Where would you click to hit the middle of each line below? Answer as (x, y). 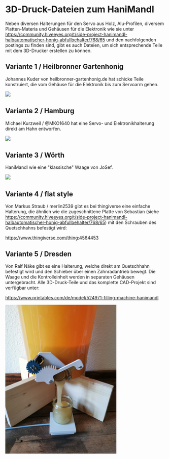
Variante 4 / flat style (39, 194)
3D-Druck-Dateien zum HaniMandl (80, 9)
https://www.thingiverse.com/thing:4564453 (52, 238)
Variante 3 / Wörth (35, 155)
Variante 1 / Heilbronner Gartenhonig (64, 67)
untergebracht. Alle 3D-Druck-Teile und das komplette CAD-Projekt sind (81, 282)
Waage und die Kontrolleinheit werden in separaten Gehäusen (70, 277)
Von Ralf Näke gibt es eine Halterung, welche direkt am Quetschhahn (77, 266)
